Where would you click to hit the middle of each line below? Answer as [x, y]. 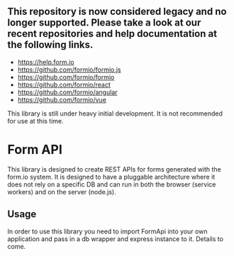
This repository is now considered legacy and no [117, 12]
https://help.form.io [46, 62]
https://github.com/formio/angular [68, 92]
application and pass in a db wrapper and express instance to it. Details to [115, 239]
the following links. [50, 45]
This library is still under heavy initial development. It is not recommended [115, 113]
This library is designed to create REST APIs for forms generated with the [114, 169]
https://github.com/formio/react [64, 84]
